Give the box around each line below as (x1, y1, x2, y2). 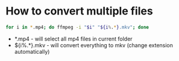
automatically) (14, 48, 50, 55)
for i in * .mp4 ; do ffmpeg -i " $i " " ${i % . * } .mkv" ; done (5, 24, 149, 30)
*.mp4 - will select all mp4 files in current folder (14, 35, 133, 42)
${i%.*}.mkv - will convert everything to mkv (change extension (14, 41, 173, 49)
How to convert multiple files (5, 4, 153, 18)
